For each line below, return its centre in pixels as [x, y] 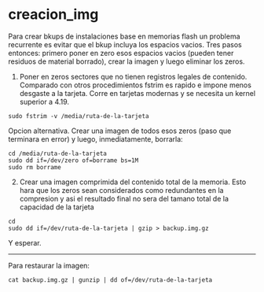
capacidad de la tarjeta [57, 207]
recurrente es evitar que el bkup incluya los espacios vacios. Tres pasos [125, 44]
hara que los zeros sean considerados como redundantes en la [121, 190]
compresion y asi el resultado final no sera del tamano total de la [124, 198]
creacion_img [53, 15]
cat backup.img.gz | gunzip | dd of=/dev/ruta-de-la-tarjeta [110, 280]
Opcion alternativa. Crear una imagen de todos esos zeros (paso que [120, 131]
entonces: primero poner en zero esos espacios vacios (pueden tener [121, 53]
